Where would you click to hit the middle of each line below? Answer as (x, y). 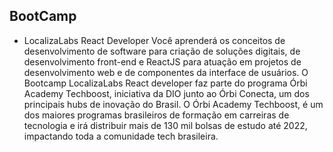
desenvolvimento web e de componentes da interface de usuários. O (166, 72)
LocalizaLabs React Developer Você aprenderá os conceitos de (154, 40)
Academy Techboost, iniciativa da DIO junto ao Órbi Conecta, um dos (166, 93)
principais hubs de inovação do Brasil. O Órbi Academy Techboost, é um (173, 104)
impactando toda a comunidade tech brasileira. (121, 136)
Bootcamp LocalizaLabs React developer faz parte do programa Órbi (165, 83)
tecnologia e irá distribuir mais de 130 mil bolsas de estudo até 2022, (165, 125)
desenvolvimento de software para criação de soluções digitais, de (162, 51)
